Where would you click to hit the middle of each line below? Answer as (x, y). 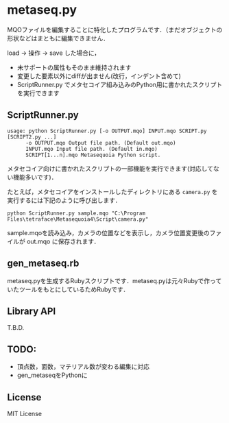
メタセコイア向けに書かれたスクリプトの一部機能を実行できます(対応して (110, 168)
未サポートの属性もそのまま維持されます (74, 67)
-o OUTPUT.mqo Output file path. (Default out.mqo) (100, 143)
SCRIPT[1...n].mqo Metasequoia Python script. (93, 155)
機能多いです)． (35, 177)
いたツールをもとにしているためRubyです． (68, 289)
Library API (32, 311)
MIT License (25, 414)
